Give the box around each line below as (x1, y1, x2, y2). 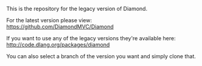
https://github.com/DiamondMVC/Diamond (6, 23, 114, 30)
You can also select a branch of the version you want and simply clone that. (6, 53, 197, 59)
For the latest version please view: (6, 17, 92, 23)
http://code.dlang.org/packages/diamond (6, 41, 110, 48)
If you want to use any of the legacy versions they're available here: (6, 35, 176, 41)
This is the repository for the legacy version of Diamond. (6, 5, 148, 12)
